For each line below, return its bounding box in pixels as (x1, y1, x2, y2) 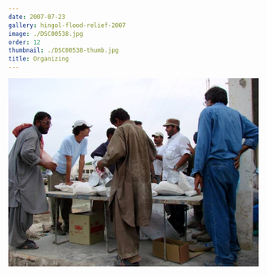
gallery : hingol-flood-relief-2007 (8, 21, 126, 29)
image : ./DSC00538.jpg (8, 29, 83, 37)
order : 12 (8, 38, 41, 46)
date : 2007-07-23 (8, 13, 66, 21)
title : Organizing (8, 55, 69, 63)
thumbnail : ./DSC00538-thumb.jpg (8, 46, 119, 55)
